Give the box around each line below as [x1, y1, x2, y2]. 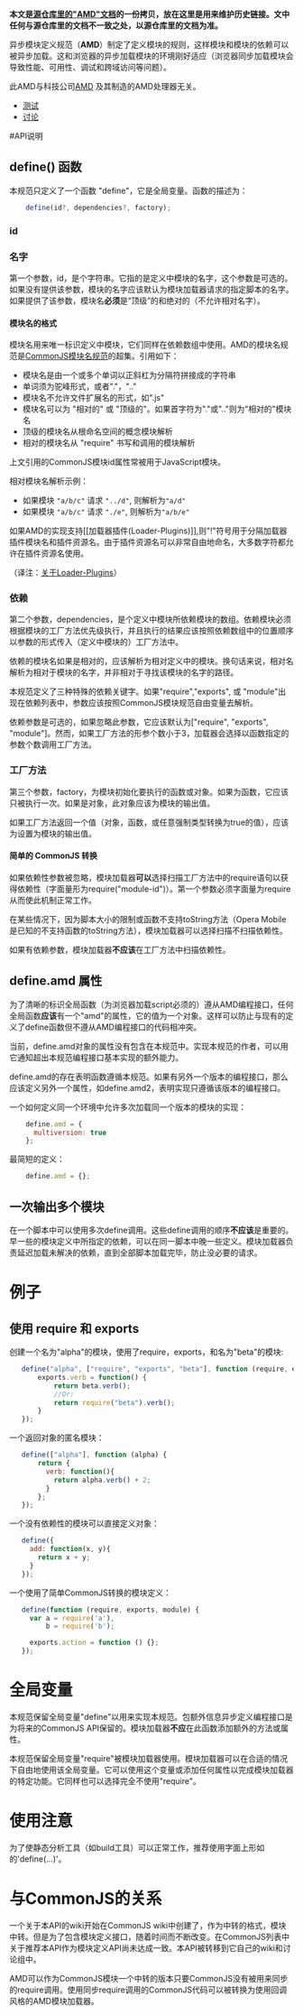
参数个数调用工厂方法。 [9, 739, 96, 750]
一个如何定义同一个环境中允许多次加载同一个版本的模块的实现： [9, 1101, 246, 1113]
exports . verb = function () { [37, 1373, 147, 1382]
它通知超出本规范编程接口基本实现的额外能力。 [9, 1051, 183, 1063]
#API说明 [9, 131, 43, 141]
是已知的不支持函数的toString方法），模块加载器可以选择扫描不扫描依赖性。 [9, 925, 289, 936]
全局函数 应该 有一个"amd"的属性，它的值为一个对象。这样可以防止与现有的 [9, 1010, 286, 1021]
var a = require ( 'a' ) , [29, 1613, 115, 1622]
